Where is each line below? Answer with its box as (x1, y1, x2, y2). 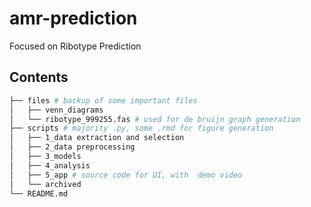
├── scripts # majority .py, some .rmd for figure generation (9, 123, 274, 134)
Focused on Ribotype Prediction (9, 40, 142, 52)
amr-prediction (9, 7, 138, 30)
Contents (9, 69, 69, 86)
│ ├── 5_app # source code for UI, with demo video (9, 170, 243, 180)
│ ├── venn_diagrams (9, 105, 104, 115)
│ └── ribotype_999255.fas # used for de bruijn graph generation (9, 114, 301, 124)
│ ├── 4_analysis (9, 160, 91, 171)
